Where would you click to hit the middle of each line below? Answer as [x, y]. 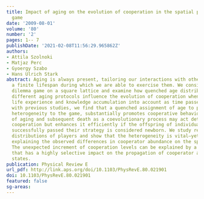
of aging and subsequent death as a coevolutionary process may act [100, 119]
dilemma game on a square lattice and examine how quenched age [95, 91]
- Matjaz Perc [24, 62]
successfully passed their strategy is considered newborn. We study [101, 130]
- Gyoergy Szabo [27, 68]
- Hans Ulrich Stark [32, 74]
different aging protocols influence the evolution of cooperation [99, 96]
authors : [17, 52]
